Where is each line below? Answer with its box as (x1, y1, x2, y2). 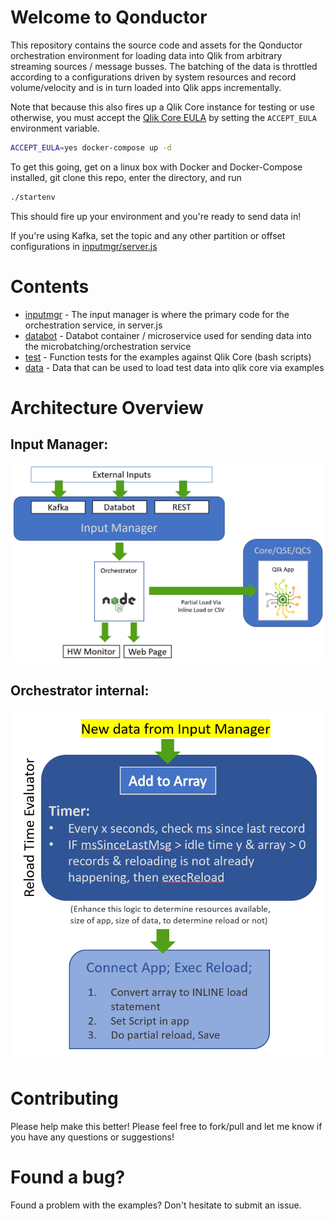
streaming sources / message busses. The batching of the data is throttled (10, 60, 318, 72)
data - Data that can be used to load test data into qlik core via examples (24, 361, 325, 373)
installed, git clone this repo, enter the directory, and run (10, 171, 242, 183)
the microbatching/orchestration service (24, 340, 192, 352)
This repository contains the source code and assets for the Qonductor (10, 39, 303, 51)
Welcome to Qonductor (10, 6, 208, 29)
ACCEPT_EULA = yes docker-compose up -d (10, 142, 172, 153)
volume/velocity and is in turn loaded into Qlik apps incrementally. (10, 81, 282, 93)
